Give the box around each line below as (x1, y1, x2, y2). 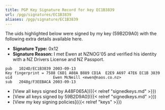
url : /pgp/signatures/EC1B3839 (5, 12, 72, 17)
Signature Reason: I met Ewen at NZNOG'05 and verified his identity (12, 51, 157, 57)
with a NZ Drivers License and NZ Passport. (12, 57, 105, 63)
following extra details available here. (5, 36, 83, 42)
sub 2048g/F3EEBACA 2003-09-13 (5, 79, 76, 85)
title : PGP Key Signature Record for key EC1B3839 (5, 7, 115, 13)
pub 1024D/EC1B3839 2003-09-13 (5, 66, 76, 71)
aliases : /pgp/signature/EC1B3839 (5, 17, 79, 22)
